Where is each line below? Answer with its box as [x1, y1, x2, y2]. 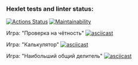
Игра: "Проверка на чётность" [6, 30, 85, 37]
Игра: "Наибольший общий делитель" [6, 53, 103, 60]
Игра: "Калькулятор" [6, 41, 60, 48]
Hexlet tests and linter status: [6, 5, 94, 13]
